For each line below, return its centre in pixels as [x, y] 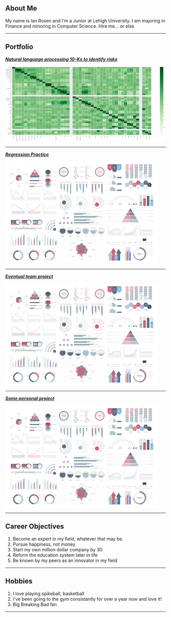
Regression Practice [27, 154]
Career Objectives [35, 527]
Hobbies [19, 581]
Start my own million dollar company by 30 [58, 549]
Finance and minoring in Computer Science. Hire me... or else [70, 26]
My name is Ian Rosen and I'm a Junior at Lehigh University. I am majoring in [85, 20]
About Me [21, 8]
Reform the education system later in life [55, 555]
